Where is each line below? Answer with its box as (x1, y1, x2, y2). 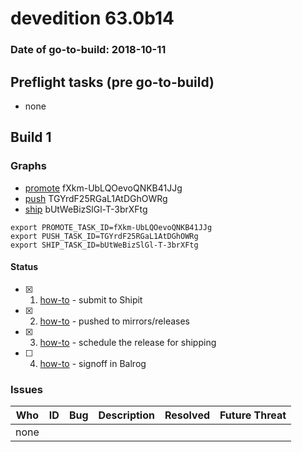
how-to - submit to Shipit (39, 293, 143, 306)
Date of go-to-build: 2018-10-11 (10, 43, 167, 57)
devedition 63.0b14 (10, 7, 175, 30)
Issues (10, 382, 44, 396)
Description (98, 408, 155, 422)
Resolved (164, 408, 211, 422)
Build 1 (10, 129, 52, 146)
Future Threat (219, 408, 287, 422)
